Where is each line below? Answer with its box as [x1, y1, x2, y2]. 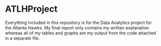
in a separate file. [5, 35, 40, 41]
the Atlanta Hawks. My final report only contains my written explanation [5, 24, 149, 30]
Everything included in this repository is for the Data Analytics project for [5, 20, 152, 25]
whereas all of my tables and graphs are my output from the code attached [5, 30, 157, 36]
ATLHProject [5, 3, 58, 15]
